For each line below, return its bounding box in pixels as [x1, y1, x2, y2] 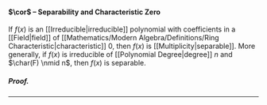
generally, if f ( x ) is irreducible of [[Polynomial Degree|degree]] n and [8, 50, 233, 59]
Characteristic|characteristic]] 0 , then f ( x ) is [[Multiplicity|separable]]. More [8, 41, 256, 51]
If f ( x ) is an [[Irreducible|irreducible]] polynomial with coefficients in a [8, 24, 236, 34]
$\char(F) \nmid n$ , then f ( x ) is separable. [8, 58, 146, 68]
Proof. [8, 76, 29, 85]
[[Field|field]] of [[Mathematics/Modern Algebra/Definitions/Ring [8, 33, 220, 43]
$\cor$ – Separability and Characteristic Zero [8, 7, 161, 17]
